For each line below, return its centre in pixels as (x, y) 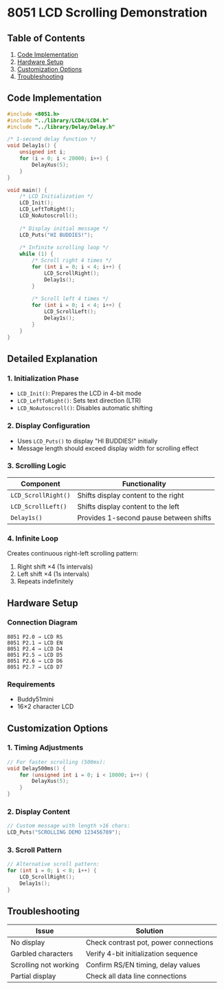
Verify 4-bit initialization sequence (142, 954)
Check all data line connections (136, 976)
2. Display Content (39, 812)
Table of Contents (46, 38)
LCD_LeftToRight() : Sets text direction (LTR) (79, 401)
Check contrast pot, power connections (149, 942)
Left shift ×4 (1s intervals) (53, 574)
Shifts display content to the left (128, 506)
